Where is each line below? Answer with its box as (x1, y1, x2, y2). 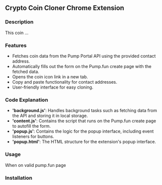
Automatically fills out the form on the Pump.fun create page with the (12, 63, 152, 69)
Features (5, 42, 27, 48)
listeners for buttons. (12, 134, 54, 139)
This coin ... (5, 29, 29, 36)
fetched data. (12, 69, 40, 74)
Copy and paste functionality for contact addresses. (12, 79, 117, 85)
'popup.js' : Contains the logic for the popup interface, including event (12, 128, 154, 134)
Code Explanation (5, 96, 48, 103)
